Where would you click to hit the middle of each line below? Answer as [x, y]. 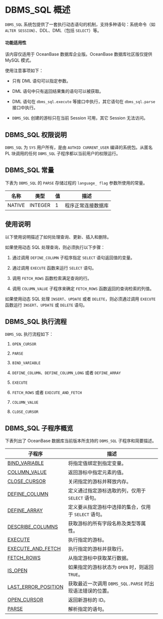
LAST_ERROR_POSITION [36, 587]
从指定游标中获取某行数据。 [100, 558]
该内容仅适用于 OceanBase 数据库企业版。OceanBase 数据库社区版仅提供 [79, 54]
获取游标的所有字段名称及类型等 [105, 524]
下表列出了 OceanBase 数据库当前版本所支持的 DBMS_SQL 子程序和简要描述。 [81, 441]
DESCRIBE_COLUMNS [33, 527]
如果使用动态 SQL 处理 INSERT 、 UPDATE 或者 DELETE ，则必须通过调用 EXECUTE [81, 299]
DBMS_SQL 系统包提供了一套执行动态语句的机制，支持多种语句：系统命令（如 [80, 24]
